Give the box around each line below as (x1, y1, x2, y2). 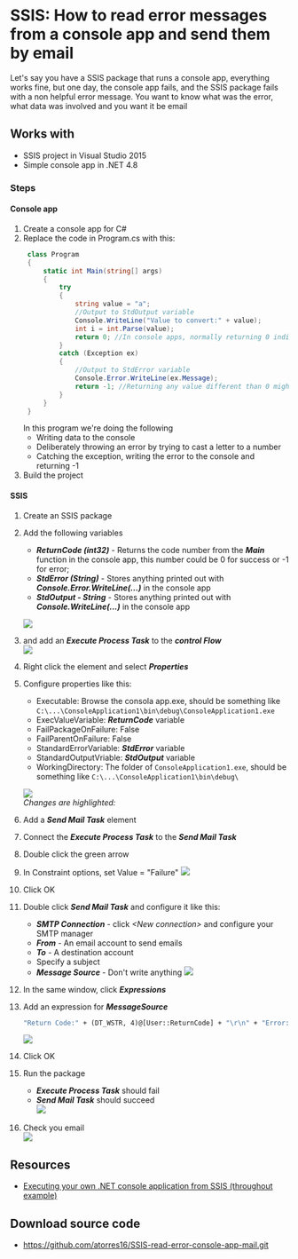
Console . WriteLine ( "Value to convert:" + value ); (74, 316, 263, 325)
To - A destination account (35, 946, 134, 957)
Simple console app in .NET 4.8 (22, 159, 138, 170)
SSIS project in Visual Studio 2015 (22, 150, 147, 161)
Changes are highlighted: (22, 796, 116, 808)
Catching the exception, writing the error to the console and (35, 451, 255, 462)
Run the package (22, 1068, 86, 1079)
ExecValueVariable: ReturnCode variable (35, 714, 185, 725)
